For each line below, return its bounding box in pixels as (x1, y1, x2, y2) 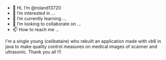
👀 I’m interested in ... (12, 10, 56, 16)
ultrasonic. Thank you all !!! (5, 49, 62, 55)
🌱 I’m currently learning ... (12, 16, 67, 21)
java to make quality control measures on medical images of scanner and (5, 43, 157, 49)
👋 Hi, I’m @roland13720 (12, 5, 62, 11)
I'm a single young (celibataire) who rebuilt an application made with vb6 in (5, 38, 161, 44)
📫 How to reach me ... (12, 27, 60, 32)
